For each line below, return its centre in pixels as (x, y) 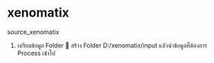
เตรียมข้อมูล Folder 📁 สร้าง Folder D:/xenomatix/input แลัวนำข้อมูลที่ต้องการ (112, 45)
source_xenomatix (33, 32)
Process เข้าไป (36, 53)
